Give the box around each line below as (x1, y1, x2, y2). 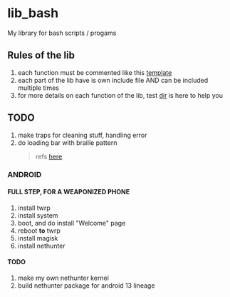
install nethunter (17, 241, 66, 250)
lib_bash (7, 5, 59, 21)
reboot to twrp (17, 226, 61, 235)
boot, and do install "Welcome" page (17, 218, 126, 227)
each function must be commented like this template (17, 68, 172, 76)
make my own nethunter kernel (17, 273, 109, 282)
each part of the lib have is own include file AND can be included (17, 76, 209, 84)
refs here (35, 152, 63, 161)
